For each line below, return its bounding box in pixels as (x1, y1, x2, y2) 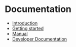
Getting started (12, 25, 44, 31)
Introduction (12, 20, 38, 26)
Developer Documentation (12, 36, 67, 42)
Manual (12, 30, 28, 36)
